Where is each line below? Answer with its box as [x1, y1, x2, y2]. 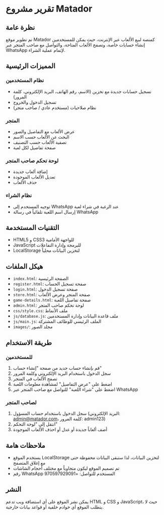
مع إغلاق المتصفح [13, 460, 46, 466]
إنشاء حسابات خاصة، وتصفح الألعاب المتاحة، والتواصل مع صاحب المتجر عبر [6, 42, 145, 48]
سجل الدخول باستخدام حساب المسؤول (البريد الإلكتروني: [13, 411, 120, 417]
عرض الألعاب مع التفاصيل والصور [13, 128, 75, 134]
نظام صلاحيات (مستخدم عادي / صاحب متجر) [13, 104, 97, 110]
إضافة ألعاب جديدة [13, 168, 48, 175]
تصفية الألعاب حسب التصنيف [13, 139, 67, 145]
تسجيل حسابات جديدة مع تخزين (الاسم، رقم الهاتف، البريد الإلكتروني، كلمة [13, 88, 151, 94]
